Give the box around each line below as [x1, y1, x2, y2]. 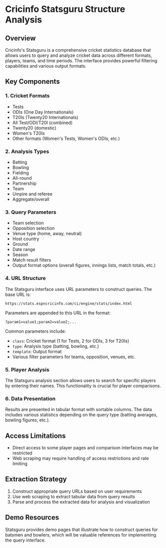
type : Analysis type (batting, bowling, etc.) [12, 343, 99, 349]
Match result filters [12, 257, 51, 263]
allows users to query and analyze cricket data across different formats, [5, 52, 153, 58]
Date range [12, 247, 36, 253]
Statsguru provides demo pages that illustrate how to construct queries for [5, 527, 158, 533]
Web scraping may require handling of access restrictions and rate [12, 455, 149, 461]
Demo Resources [5, 513, 60, 522]
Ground [12, 241, 28, 247]
